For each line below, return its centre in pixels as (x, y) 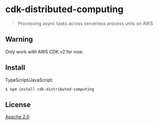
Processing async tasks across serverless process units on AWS (85, 23)
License (18, 104)
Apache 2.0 (17, 117)
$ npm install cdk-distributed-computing (50, 89)
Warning (19, 39)
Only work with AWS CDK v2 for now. (44, 51)
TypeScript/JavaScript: (29, 80)
